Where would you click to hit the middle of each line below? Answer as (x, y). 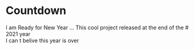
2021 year (18, 34)
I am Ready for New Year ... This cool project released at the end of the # (97, 27)
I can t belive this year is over (43, 40)
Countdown (36, 11)
